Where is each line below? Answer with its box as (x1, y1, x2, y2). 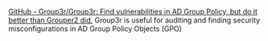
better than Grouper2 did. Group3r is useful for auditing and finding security (8, 15, 260, 25)
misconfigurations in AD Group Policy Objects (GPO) (8, 24, 183, 33)
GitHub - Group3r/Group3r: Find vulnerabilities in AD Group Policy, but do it (8, 7, 258, 16)
